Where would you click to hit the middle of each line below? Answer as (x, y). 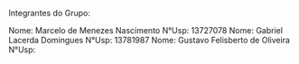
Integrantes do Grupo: (50, 13)
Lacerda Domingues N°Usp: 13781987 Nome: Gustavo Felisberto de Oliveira (149, 40)
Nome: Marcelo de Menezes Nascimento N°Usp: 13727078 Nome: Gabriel (146, 30)
